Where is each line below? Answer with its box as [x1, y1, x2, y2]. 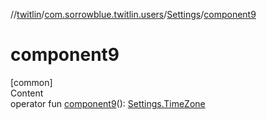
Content [10, 87, 44, 99]
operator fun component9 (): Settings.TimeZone [10, 97, 206, 109]
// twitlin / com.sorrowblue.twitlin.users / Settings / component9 [10, 9, 257, 20]
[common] [10, 76, 53, 88]
